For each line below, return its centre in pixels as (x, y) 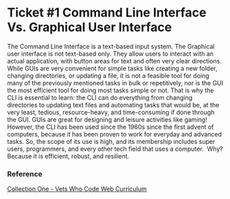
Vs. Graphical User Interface (90, 27)
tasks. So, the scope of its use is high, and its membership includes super (111, 141)
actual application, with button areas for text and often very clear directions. (114, 61)
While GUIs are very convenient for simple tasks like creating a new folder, (112, 68)
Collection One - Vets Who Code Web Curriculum (77, 189)
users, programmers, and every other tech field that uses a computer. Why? (115, 149)
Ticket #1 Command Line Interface (107, 13)
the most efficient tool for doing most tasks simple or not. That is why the (111, 90)
